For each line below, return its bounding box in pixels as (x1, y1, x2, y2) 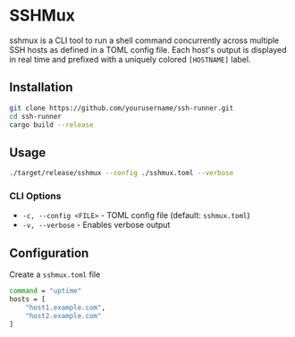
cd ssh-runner (9, 112, 63, 121)
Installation (9, 80, 73, 95)
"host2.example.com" (25, 311, 102, 320)
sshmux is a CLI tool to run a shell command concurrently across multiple (9, 35, 280, 46)
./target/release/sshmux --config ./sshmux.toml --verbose (9, 169, 234, 178)
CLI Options (9, 190, 62, 202)
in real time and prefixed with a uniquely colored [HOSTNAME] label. (9, 54, 251, 64)
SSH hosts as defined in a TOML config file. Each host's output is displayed (9, 44, 287, 55)
